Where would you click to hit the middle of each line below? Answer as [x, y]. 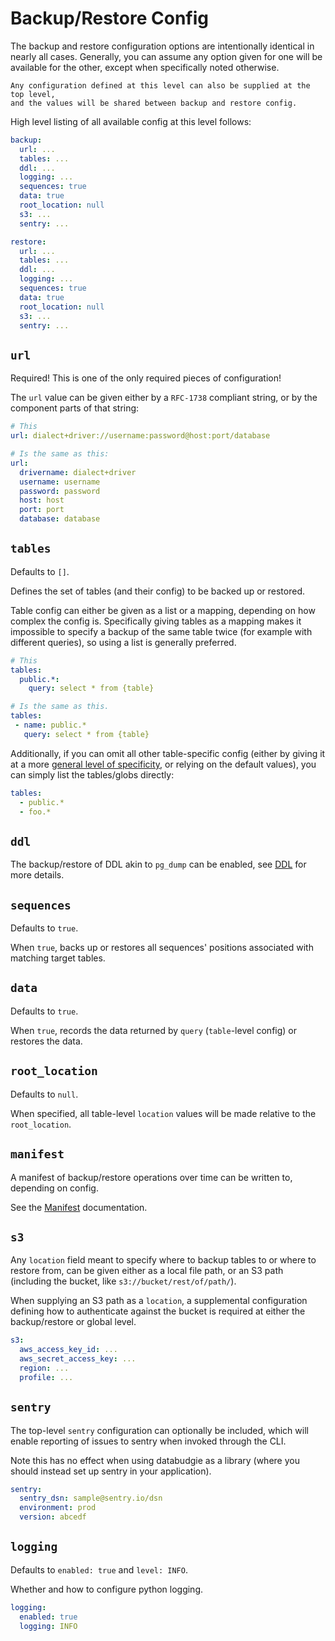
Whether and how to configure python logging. [107, 1589]
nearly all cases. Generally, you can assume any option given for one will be [166, 56]
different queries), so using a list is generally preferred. [123, 642]
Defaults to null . [44, 1094]
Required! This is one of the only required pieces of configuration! [146, 378]
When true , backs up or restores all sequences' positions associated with [162, 948]
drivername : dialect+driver [78, 472]
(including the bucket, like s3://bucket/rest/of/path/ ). [123, 1281]
